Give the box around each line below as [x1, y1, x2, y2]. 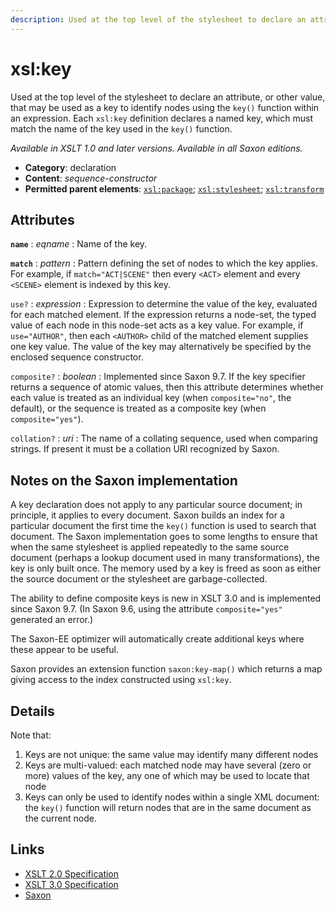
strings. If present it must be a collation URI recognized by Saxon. [10, 443, 280, 455]
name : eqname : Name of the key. [10, 238, 148, 250]
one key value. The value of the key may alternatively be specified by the [10, 341, 312, 353]
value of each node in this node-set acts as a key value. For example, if [10, 319, 304, 331]
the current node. [24, 812, 97, 824]
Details [10, 702, 55, 720]
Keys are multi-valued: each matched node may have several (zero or [24, 759, 312, 771]
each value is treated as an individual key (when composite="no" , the [10, 392, 292, 404]
